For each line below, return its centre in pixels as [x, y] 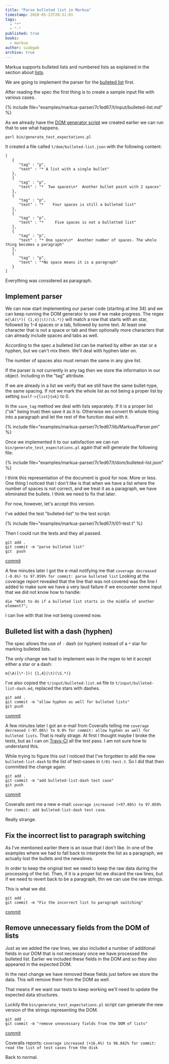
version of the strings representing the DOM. [52, 1010]
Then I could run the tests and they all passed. [53, 534]
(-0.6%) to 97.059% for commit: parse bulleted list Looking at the [77, 576]
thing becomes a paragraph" [35, 244]
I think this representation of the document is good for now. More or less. [81, 478]
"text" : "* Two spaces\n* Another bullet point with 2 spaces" [90, 187]
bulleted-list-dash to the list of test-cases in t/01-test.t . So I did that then [84, 762]
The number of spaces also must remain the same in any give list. [73, 361]
